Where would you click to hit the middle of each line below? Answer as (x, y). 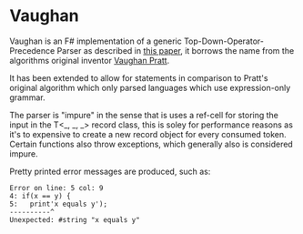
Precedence (32, 50)
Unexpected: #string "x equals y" (75, 219)
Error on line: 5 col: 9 (56, 188)
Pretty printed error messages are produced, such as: (110, 171)
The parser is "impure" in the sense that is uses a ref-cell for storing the (144, 115)
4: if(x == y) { (40, 196)
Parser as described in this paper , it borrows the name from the (176, 50)
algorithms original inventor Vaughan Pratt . (90, 60)
